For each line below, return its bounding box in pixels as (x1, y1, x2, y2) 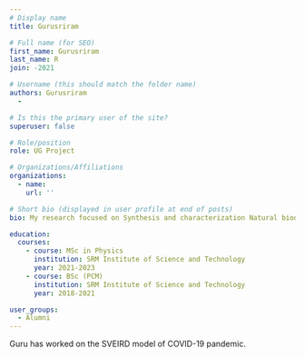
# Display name (9, 13, 67, 23)
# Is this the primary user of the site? (9, 113, 169, 123)
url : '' (25, 188, 54, 197)
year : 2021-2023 (33, 264, 95, 273)
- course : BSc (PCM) (25, 272, 103, 281)
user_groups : (9, 305, 59, 314)
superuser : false (9, 122, 75, 131)
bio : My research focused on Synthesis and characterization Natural (9, 213, 279, 223)
